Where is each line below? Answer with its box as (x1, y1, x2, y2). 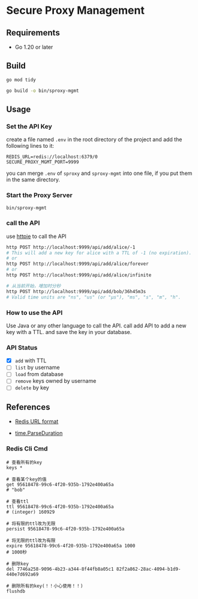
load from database (14, 371, 64, 378)
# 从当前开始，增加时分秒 (6, 283, 61, 289)
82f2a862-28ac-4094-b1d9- (116, 566, 181, 572)
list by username (14, 364, 60, 371)
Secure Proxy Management (6, 4, 145, 17)
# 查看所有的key (6, 459, 43, 466)
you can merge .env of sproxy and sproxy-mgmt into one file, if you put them (6, 169, 193, 177)
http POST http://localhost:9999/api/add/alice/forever (6, 261, 149, 267)
